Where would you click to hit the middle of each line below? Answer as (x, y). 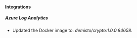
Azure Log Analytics (27, 18)
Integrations (18, 7)
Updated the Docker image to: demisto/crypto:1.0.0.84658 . (72, 30)
